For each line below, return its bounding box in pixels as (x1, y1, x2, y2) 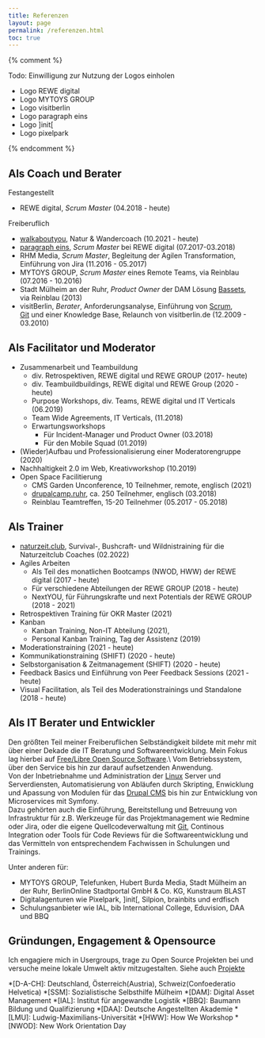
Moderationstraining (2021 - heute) (19, 642, 134, 652)
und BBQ (19, 911, 49, 921)
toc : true (8, 33, 41, 42)
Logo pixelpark (19, 129, 69, 138)
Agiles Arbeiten (19, 558, 70, 567)
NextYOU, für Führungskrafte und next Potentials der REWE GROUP (31, 592, 252, 602)
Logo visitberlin (19, 103, 70, 113)
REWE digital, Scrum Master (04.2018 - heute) (19, 203, 171, 213)
